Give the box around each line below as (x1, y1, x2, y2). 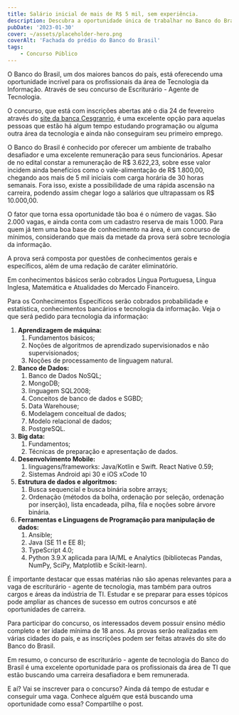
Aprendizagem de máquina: (17, 325, 102, 334)
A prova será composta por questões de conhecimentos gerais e (7, 254, 198, 263)
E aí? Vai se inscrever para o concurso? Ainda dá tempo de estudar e (7, 684, 210, 693)
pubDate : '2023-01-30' (7, 24, 75, 31)
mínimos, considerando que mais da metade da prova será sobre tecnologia (7, 233, 230, 241)
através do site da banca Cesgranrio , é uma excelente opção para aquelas (7, 113, 225, 122)
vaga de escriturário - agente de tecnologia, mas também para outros (7, 582, 212, 591)
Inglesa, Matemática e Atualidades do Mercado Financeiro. (7, 283, 180, 291)
